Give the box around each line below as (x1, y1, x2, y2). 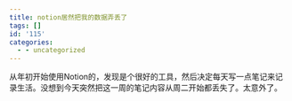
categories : (9, 37, 53, 47)
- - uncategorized (17, 46, 86, 55)
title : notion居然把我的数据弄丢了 (9, 12, 127, 22)
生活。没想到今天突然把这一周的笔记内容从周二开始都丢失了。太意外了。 (16, 82, 282, 93)
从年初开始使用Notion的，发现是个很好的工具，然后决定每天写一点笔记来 (9, 72, 276, 82)
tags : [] (9, 21, 42, 30)
